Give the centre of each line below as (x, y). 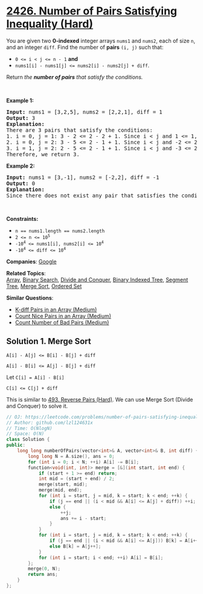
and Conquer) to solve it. (37, 406)
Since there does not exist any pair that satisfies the (92, 195)
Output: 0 (21, 183)
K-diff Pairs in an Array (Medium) (56, 309)
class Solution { (28, 440)
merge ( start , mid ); (63, 485)
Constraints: (22, 218)
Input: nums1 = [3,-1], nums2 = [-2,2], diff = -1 (83, 177)
